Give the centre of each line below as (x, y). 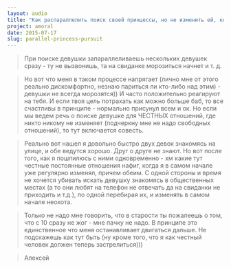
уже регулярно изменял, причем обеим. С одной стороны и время (122, 173)
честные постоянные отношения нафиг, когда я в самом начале (118, 166)
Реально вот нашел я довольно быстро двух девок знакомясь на (120, 144)
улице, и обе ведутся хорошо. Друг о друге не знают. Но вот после (123, 151)
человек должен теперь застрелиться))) (83, 245)
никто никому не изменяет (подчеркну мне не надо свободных (117, 123)
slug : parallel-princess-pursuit (55, 39)
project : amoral (30, 26)
